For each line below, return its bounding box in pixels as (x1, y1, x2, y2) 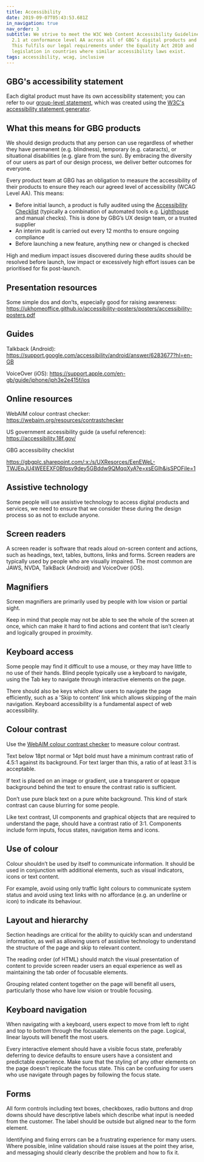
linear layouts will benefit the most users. (6, 1033, 109, 1041)
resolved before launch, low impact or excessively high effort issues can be (6, 259, 195, 266)
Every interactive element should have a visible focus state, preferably (6, 1045, 182, 1053)
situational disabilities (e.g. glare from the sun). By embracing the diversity (6, 152, 192, 160)
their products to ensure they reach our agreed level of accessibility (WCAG (6, 183, 196, 191)
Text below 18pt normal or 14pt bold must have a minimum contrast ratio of (6, 752, 194, 759)
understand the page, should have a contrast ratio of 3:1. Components (6, 820, 182, 827)
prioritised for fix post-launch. (6, 265, 81, 272)
